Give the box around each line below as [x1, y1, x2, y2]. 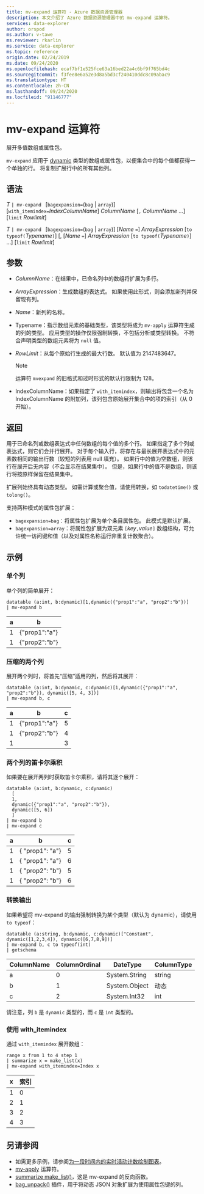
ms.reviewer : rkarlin [6, 37, 62, 43]
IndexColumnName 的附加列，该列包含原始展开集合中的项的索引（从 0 [15, 395, 193, 403]
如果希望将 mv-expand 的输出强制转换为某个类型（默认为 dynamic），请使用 [6, 911, 197, 918]
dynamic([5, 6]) [12, 807, 53, 813]
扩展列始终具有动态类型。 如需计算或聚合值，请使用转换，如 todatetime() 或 [6, 483, 199, 491]
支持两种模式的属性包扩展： [6, 504, 76, 511]
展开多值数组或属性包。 [6, 144, 65, 151]
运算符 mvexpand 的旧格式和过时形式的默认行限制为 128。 [15, 375, 157, 382]
